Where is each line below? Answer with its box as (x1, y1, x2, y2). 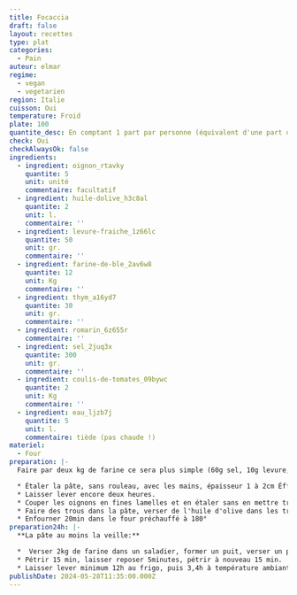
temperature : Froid (9, 112, 81, 120)
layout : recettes (9, 29, 73, 38)
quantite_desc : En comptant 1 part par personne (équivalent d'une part (9, 128, 283, 137)
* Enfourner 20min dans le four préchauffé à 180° (17, 514, 208, 523)
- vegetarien (17, 87, 65, 96)
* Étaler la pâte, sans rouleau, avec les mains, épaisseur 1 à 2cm (17, 482, 275, 491)
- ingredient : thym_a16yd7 (17, 293, 117, 302)
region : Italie (9, 95, 65, 104)
